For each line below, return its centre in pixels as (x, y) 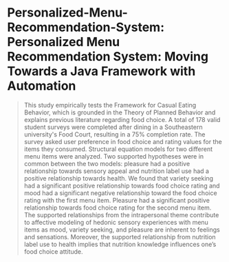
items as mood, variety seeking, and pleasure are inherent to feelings (122, 230)
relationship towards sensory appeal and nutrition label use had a (117, 171)
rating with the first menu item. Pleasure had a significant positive (117, 200)
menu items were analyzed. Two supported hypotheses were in (114, 156)
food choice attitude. (54, 251)
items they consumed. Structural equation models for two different (118, 149)
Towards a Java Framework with (101, 71)
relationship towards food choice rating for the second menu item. (118, 208)
